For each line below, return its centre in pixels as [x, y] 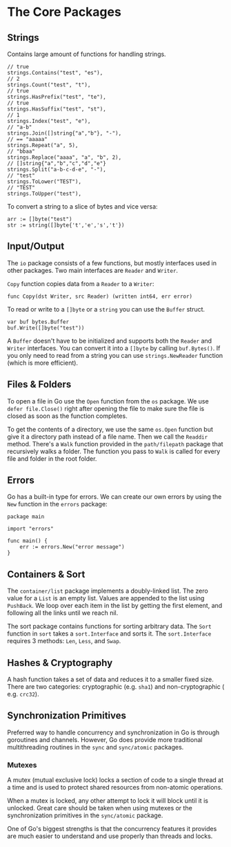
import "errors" [30, 529]
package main [26, 517]
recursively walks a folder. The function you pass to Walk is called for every [114, 451]
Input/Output [36, 246]
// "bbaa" [21, 151]
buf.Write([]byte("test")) [46, 328]
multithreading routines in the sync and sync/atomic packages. [96, 747]
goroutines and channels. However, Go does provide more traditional [105, 739]
